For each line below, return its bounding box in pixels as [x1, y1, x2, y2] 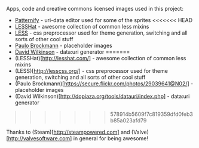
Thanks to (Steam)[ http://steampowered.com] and [6, 128, 130, 135]
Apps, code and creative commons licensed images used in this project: [6, 5, 184, 12]
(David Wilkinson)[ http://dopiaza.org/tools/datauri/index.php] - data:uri [14, 92, 190, 100]
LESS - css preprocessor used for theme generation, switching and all [14, 29, 188, 36]
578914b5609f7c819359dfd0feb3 [110, 110, 193, 118]
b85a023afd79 [110, 117, 147, 124]
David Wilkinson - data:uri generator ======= [14, 48, 130, 55]
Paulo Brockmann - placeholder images [14, 42, 112, 49]
